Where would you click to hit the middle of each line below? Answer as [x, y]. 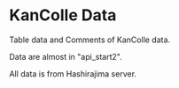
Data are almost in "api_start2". [66, 56]
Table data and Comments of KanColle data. [90, 40]
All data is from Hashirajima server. [73, 73]
